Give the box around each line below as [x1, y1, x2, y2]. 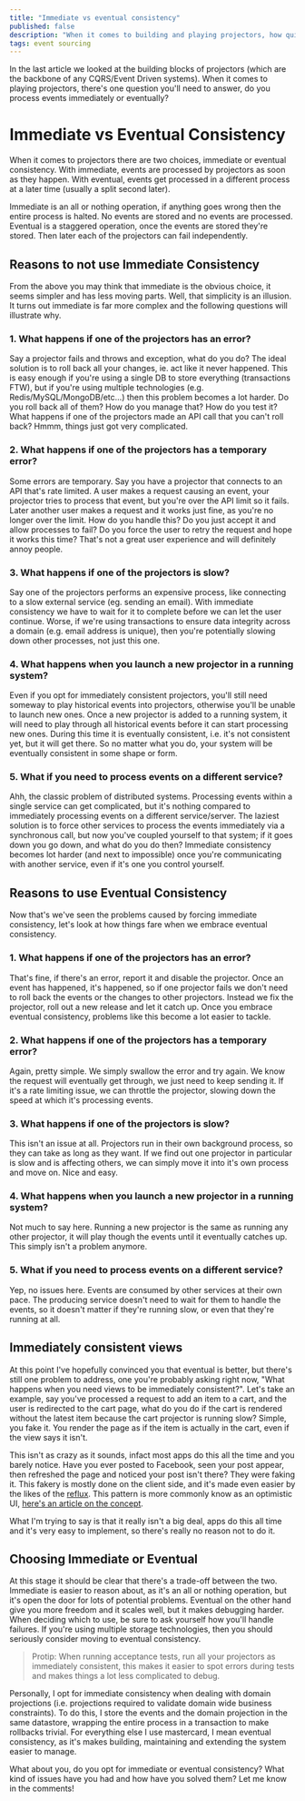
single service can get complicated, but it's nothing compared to [9, 801, 251, 812]
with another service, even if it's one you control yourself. [9, 859, 225, 870]
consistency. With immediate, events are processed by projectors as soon [9, 165, 286, 176]
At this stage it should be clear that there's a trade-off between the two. [9, 1575, 278, 1586]
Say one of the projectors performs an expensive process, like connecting [9, 586, 287, 597]
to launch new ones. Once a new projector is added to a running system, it [9, 709, 288, 720]
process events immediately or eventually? [9, 93, 170, 104]
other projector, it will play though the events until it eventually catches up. [9, 1231, 288, 1242]
